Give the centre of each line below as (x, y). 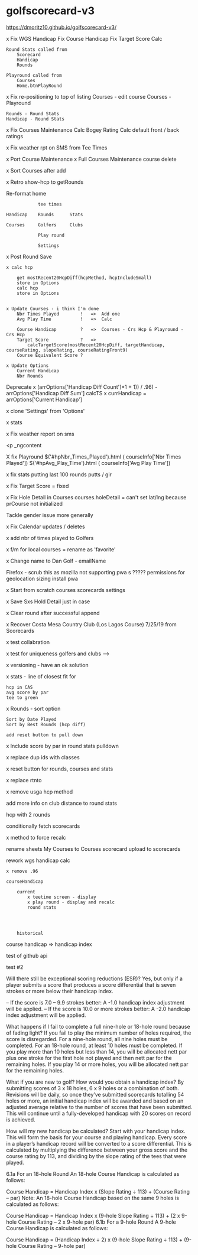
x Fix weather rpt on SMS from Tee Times (57, 147)
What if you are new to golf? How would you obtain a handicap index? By (95, 1082)
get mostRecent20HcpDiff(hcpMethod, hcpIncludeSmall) (84, 278)
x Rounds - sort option (33, 708)
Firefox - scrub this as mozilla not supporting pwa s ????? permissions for (95, 572)
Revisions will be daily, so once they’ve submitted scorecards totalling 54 (95, 1094)
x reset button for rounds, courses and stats (60, 769)
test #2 (15, 967)
